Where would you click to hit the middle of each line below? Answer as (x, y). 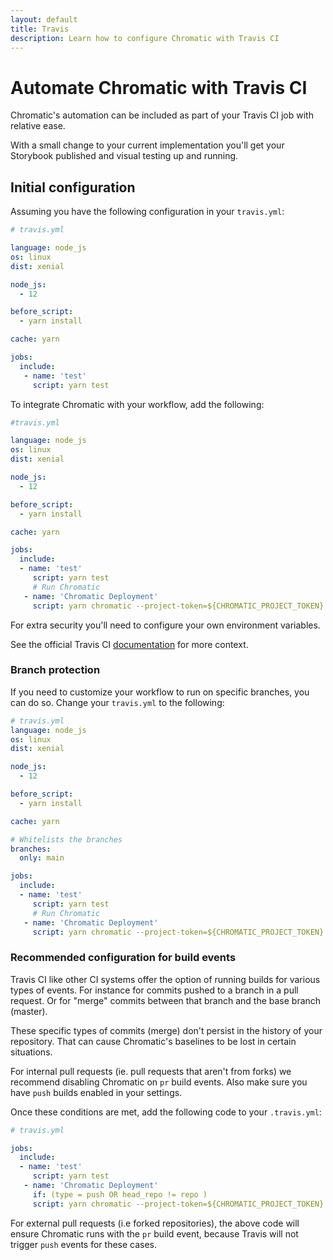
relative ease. (38, 126)
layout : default (44, 19)
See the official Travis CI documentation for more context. (129, 644)
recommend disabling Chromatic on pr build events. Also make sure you (159, 1082)
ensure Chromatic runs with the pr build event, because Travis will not (154, 1233)
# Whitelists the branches (66, 839)
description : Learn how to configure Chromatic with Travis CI (145, 38)
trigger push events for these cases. (84, 1244)
